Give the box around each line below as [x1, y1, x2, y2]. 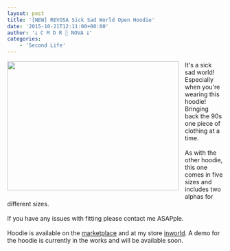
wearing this [185, 90, 220, 98]
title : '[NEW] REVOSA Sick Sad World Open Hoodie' [7, 17, 155, 23]
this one [185, 163, 208, 171]
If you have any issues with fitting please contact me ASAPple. [7, 215, 184, 222]
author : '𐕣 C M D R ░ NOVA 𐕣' [7, 29, 93, 36]
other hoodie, [185, 156, 223, 164]
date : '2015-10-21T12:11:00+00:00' [7, 23, 109, 30]
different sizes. [7, 200, 49, 208]
